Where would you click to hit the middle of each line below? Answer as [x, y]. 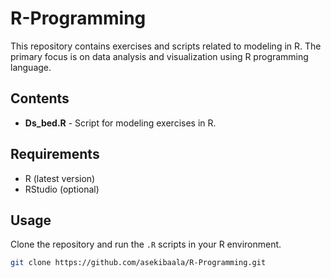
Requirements [55, 154]
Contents [40, 98]
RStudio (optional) [62, 189]
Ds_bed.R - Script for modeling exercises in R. [120, 123]
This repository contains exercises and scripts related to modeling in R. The [166, 46]
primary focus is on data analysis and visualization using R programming [159, 56]
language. [31, 67]
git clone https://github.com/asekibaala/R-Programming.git [138, 263]
